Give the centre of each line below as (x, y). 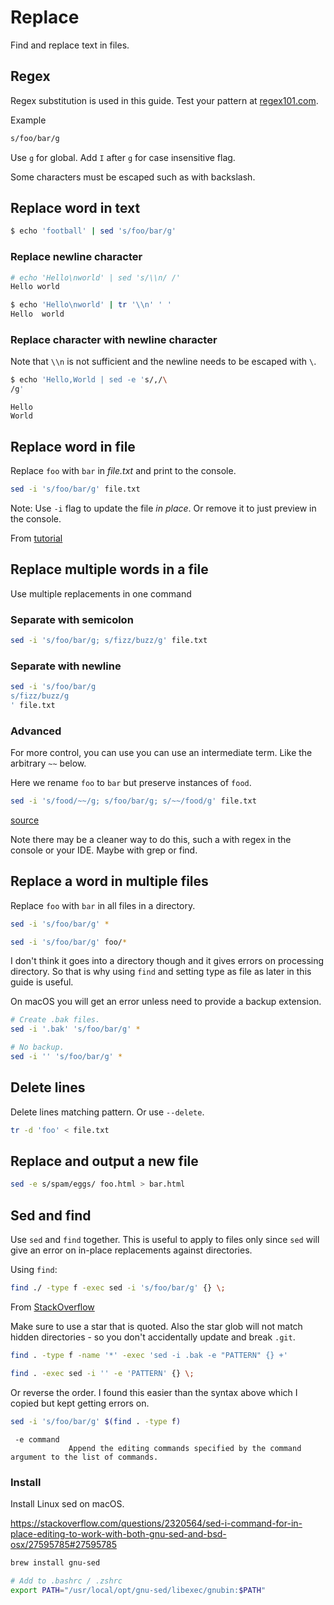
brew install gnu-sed (55, 1562)
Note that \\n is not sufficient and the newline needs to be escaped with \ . (163, 362)
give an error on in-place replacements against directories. (131, 1250)
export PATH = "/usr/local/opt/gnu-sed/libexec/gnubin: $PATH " (138, 1590)
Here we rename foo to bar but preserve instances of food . (131, 783)
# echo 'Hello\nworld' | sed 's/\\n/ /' (96, 277)
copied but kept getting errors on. (80, 1403)
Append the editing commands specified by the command (185, 1448)
